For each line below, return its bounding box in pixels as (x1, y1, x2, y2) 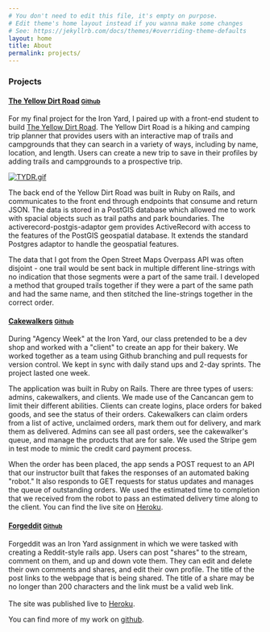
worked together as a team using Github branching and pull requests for (8, 351, 248, 361)
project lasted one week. (8, 368, 90, 378)
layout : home (8, 34, 52, 43)
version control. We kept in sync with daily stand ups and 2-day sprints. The (8, 360, 261, 369)
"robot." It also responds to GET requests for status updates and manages (8, 476, 254, 486)
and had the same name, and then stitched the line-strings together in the (8, 289, 254, 299)
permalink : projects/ (8, 49, 81, 57)
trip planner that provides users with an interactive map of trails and (8, 131, 234, 141)
